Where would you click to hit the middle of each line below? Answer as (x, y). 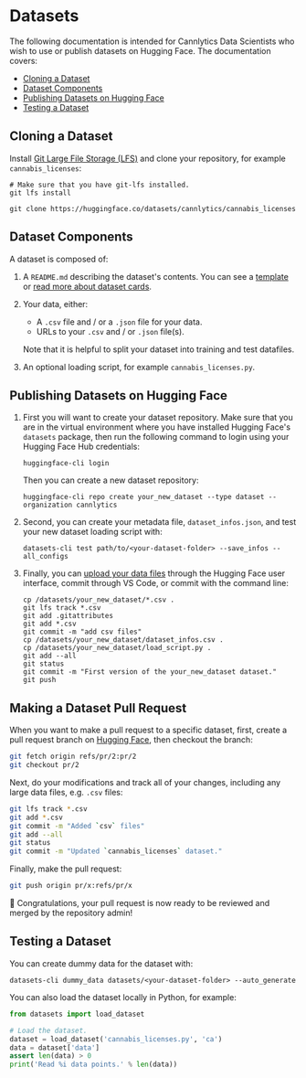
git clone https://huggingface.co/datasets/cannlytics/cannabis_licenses (153, 208)
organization (47, 505)
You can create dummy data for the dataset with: (101, 963)
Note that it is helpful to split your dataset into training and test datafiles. (158, 349)
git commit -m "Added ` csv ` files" (77, 826)
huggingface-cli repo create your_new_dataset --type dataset (143, 497)
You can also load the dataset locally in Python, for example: (123, 997)
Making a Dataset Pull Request (98, 708)
